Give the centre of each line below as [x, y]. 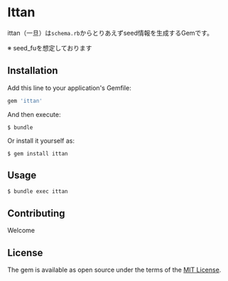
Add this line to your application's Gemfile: [69, 88]
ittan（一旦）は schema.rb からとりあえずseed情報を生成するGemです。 [110, 33]
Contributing [36, 213]
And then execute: [34, 114]
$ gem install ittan [38, 153]
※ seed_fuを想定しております [50, 48]
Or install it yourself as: [41, 140]
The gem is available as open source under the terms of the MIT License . [114, 270]
